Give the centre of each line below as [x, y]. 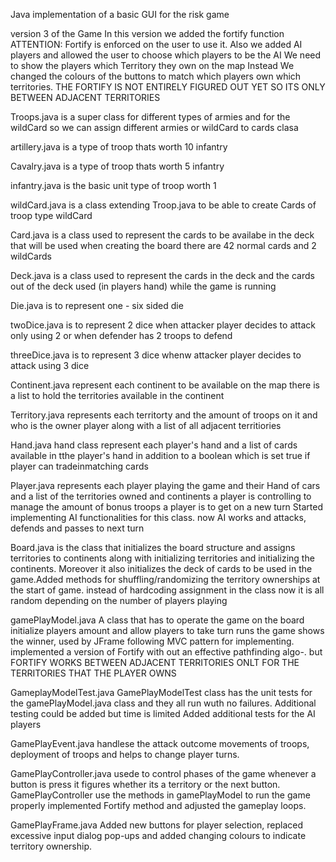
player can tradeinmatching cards [79, 466]
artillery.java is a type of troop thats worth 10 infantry [119, 147]
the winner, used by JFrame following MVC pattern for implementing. [152, 641]
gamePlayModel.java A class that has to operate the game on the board [157, 620]
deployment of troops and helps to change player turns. [125, 754]
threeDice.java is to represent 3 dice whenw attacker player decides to [156, 355]
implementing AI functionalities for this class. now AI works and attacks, [158, 517]
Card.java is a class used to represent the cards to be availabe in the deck [162, 235]
